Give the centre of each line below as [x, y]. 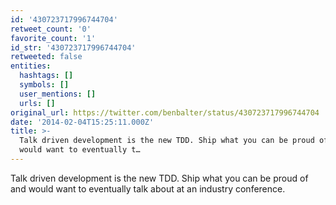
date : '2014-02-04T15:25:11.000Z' [82, 122]
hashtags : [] [46, 76]
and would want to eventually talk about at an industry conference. [148, 188]
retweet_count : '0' [51, 29]
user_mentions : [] [58, 94]
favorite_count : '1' [53, 38]
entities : [31, 66]
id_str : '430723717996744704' [73, 47]
